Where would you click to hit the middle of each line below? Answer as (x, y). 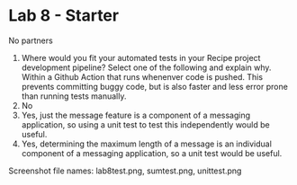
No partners (31, 40)
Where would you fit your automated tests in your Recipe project (141, 57)
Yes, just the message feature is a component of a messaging (136, 115)
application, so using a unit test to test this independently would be (146, 124)
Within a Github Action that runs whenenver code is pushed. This (142, 76)
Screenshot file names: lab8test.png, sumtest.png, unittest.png (125, 171)
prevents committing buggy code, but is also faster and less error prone (155, 86)
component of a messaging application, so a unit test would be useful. (152, 153)
